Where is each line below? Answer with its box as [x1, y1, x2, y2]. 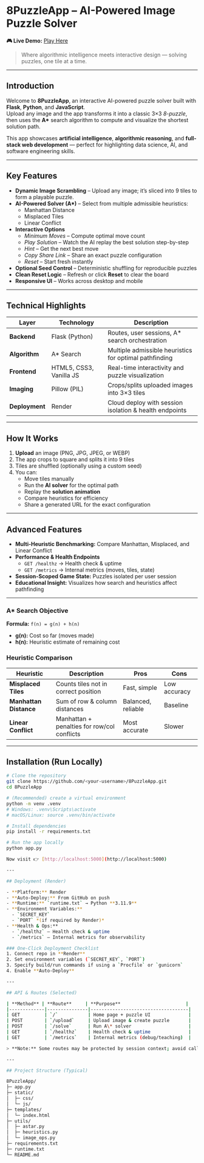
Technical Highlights [6, 300, 86, 310]
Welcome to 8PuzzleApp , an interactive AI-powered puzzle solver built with [6, 97, 196, 104]
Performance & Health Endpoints [15, 553, 100, 561]
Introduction [6, 81, 55, 91]
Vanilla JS [51, 371, 80, 380]
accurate [123, 726, 149, 734]
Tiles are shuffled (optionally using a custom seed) [15, 462, 142, 469]
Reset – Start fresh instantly [24, 257, 93, 265]
